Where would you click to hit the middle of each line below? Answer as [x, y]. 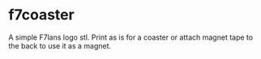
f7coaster [41, 15]
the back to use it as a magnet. [60, 45]
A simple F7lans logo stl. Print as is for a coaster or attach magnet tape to [131, 37]
